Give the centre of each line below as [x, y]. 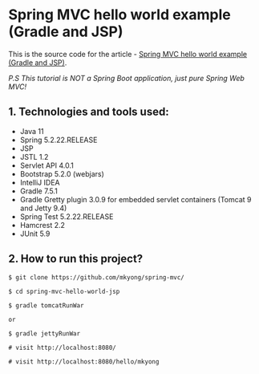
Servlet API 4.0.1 [47, 165]
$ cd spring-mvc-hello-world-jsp [64, 291]
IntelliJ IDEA [40, 182]
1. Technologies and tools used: [89, 112]
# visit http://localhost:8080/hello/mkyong [84, 362]
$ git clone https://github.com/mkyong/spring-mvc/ [96, 277]
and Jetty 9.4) [43, 208]
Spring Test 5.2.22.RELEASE [67, 216]
